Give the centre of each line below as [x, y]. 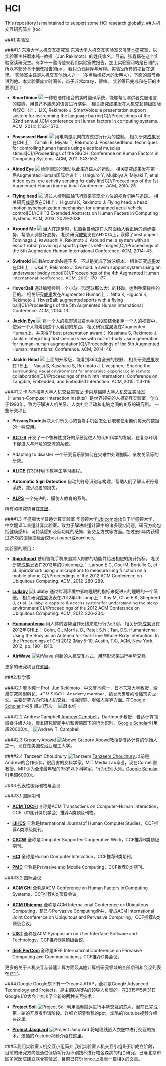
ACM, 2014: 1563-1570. [36, 126]
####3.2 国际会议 [23, 877]
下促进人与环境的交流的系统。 [42, 444]
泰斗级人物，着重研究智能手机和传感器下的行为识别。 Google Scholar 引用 [83, 723]
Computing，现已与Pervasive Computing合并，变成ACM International [83, 911]
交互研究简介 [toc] [23, 29]
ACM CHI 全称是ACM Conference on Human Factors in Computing [80, 888]
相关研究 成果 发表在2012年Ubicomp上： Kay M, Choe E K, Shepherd [91, 597]
